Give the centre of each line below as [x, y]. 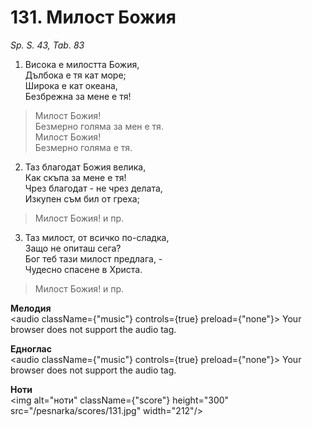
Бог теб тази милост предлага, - [93, 258]
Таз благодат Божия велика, [85, 167]
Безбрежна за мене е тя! [78, 96]
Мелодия [31, 308]
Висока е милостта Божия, [82, 64]
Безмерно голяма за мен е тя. [99, 126]
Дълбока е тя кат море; [75, 75]
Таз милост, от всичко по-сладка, [97, 237]
